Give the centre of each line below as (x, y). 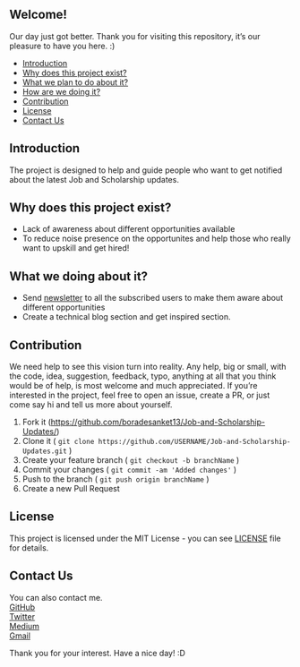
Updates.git (44, 451)
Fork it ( (37, 422)
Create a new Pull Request (71, 489)
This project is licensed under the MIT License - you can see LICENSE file (145, 538)
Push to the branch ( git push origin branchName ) (116, 479)
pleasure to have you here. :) (62, 46)
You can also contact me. (56, 597)
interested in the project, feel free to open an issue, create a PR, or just (140, 395)
